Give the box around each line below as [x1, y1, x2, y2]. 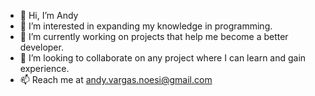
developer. [19, 41, 64, 53]
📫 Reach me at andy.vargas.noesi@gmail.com [19, 74, 213, 85]
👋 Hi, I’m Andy [19, 10, 79, 21]
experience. [19, 63, 70, 74]
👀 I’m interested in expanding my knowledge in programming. [19, 20, 273, 32]
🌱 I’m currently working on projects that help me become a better [19, 31, 289, 42]
